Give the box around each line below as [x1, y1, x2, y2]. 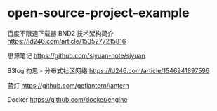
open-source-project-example [7, 5, 190, 21]
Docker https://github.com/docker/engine [7, 95, 128, 103]
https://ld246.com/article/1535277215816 [7, 37, 126, 45]
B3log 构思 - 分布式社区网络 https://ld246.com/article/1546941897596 [7, 66, 210, 74]
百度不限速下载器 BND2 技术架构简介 [7, 29, 114, 37]
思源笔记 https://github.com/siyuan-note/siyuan [7, 51, 145, 60]
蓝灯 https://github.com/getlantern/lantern [7, 81, 130, 89]
